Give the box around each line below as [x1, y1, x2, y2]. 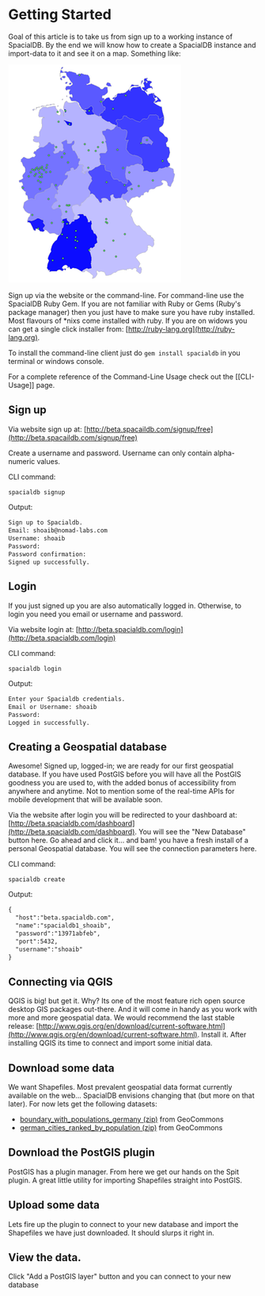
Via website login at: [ [8, 624, 79, 634]
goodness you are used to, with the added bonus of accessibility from [8, 778, 237, 788]
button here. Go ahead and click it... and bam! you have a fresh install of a [8, 835, 249, 845]
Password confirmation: [8, 550, 87, 558]
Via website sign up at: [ [8, 424, 87, 434]
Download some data [8, 1061, 115, 1075]
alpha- [213, 448, 236, 458]
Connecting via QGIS [8, 975, 113, 988]
